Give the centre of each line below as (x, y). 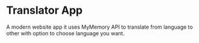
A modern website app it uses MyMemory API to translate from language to (100, 27)
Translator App (44, 10)
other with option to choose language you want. (66, 33)
